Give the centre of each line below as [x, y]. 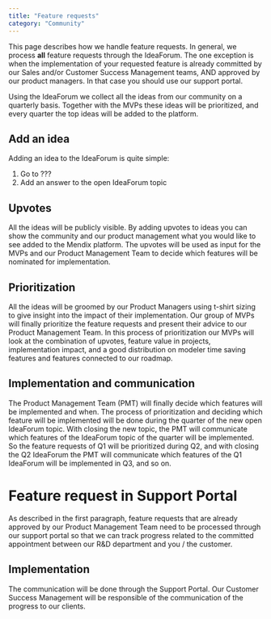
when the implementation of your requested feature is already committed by [135, 63]
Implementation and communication [102, 383]
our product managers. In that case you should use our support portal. [126, 81]
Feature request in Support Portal [123, 496]
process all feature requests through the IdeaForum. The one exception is [131, 55]
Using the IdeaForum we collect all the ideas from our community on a [125, 96]
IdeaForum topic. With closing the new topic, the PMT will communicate [128, 428]
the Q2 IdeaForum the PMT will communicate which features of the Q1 [125, 454]
